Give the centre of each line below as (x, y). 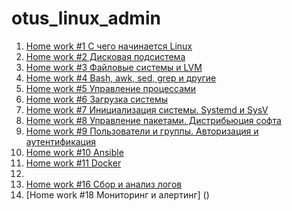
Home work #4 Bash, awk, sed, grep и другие (121, 78)
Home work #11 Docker (73, 163)
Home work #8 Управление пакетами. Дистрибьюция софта (153, 120)
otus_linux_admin (86, 18)
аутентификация (60, 141)
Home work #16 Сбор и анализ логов (104, 184)
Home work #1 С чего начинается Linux (109, 46)
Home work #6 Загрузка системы (96, 99)
